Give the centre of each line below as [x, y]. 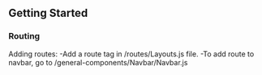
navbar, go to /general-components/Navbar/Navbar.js [98, 62]
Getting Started [48, 13]
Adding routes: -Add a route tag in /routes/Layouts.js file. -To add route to [131, 54]
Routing [24, 36]
